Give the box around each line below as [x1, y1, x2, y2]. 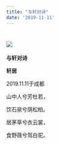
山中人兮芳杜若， [6, 93, 49, 100]
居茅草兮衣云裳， [6, 119, 49, 126]
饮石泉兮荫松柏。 [6, 106, 49, 113]
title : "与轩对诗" [6, 8, 49, 15]
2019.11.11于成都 [6, 80, 45, 88]
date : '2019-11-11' [6, 15, 55, 21]
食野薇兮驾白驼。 [6, 131, 49, 139]
